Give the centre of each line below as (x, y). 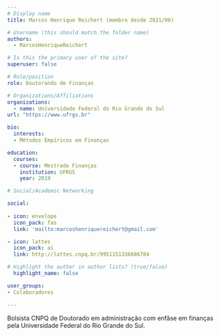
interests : (29, 134)
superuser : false (32, 64)
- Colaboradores (30, 292)
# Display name (29, 13)
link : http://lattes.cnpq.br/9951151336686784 (81, 254)
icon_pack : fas (35, 223)
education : (23, 153)
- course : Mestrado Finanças (55, 166)
